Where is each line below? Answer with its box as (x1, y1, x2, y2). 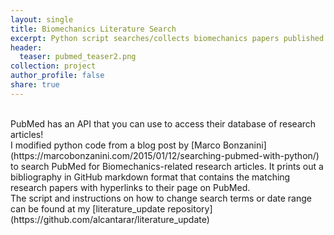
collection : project (10, 61, 97, 71)
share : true (10, 80, 60, 90)
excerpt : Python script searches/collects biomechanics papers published (10, 33, 325, 43)
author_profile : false (10, 71, 105, 81)
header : (10, 42, 43, 53)
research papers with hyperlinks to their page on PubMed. (10, 181, 251, 193)
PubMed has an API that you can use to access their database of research (10, 117, 317, 130)
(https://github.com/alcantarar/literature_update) (10, 213, 210, 225)
